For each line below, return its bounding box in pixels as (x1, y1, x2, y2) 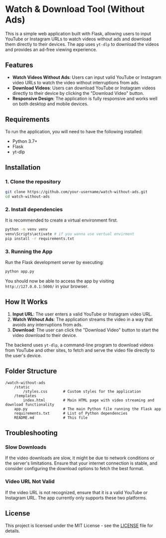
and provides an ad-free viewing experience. (5, 46, 97, 52)
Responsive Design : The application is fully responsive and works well (12, 95, 158, 101)
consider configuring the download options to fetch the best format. (5, 466, 145, 472)
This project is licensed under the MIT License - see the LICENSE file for (5, 523, 153, 529)
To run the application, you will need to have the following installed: (5, 128, 143, 134)
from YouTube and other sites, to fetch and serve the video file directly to (5, 347, 155, 353)
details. (5, 528, 20, 534)
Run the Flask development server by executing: (5, 260, 104, 266)
